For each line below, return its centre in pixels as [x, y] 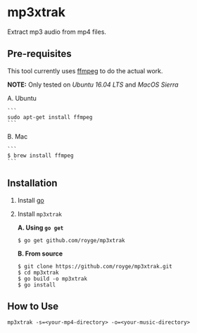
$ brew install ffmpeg [40, 156]
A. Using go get [40, 227]
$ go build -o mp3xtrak [52, 279]
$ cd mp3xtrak [38, 272]
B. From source [40, 253]
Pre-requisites [39, 54]
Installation [32, 183]
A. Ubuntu [22, 98]
